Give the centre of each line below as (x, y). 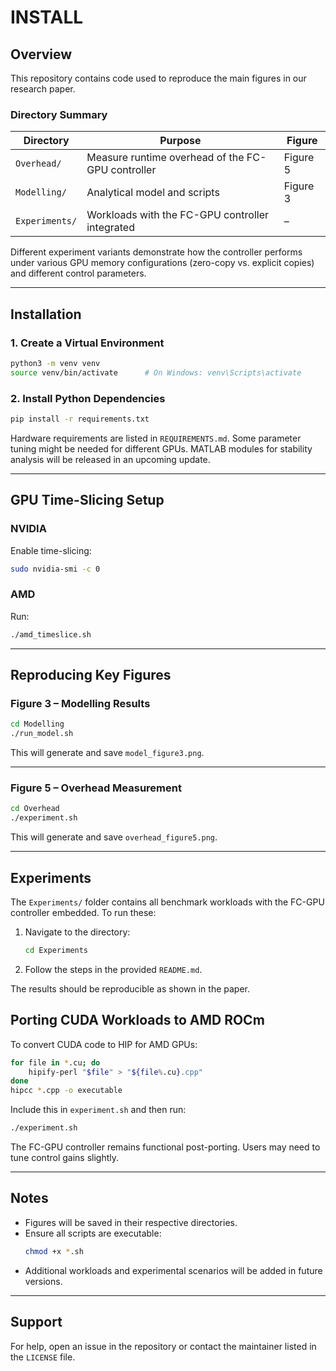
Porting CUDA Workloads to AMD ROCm (137, 1020)
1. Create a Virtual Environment (87, 343)
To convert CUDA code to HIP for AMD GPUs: (104, 1044)
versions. (43, 1281)
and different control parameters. (78, 273)
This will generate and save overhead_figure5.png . (114, 837)
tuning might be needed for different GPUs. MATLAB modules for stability (161, 448)
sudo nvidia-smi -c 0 (55, 569)
